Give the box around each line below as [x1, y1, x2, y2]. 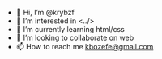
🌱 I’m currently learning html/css [15, 25, 126, 33]
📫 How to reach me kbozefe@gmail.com [15, 42, 154, 51]
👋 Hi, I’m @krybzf [15, 8, 75, 17]
